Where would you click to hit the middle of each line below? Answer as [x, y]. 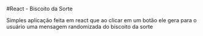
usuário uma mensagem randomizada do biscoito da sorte [80, 27]
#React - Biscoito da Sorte [40, 9]
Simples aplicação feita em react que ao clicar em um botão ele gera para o [102, 20]
